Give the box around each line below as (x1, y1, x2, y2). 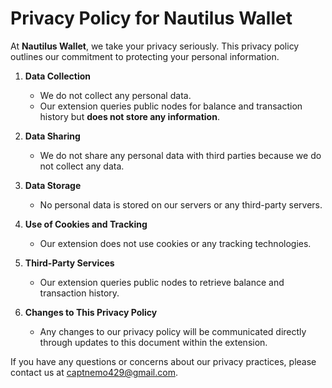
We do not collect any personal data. (39, 89, 192, 101)
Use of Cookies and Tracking (24, 218, 148, 230)
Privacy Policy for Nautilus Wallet (10, 7, 293, 30)
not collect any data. (39, 160, 125, 172)
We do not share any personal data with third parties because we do (39, 149, 322, 161)
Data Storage (24, 179, 82, 191)
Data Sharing (24, 130, 81, 142)
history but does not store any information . (39, 110, 220, 122)
